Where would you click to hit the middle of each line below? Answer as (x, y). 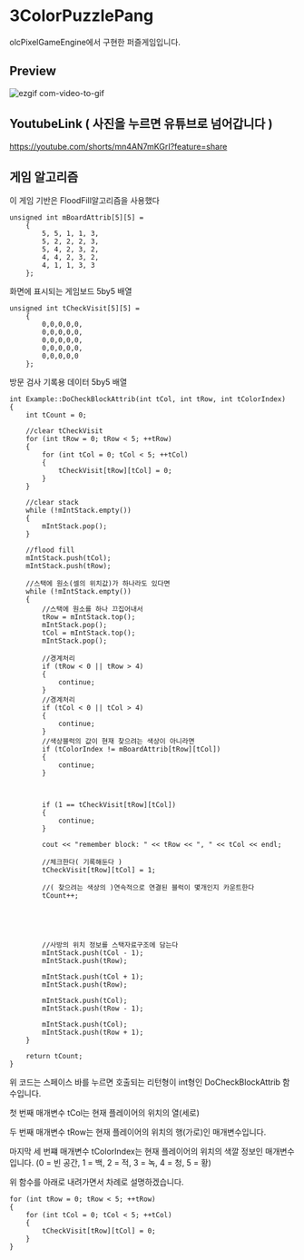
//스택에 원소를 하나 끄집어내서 (93, 609)
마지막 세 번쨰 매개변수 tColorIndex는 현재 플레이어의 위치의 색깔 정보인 (136, 1152)
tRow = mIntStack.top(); (89, 617)
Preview (33, 71)
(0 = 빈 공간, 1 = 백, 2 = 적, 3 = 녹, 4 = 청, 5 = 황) (123, 1163)
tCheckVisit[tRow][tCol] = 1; (99, 871)
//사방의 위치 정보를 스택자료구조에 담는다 (110, 945)
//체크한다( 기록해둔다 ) (82, 862)
